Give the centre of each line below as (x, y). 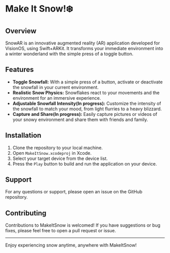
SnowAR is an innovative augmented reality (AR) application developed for (83, 43)
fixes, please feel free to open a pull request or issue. (61, 231)
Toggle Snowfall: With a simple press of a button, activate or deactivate (88, 82)
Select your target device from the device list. (60, 158)
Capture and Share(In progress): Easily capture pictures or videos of (85, 114)
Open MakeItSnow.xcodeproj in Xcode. (52, 153)
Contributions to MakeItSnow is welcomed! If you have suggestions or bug (83, 225)
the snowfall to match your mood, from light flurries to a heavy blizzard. (87, 109)
